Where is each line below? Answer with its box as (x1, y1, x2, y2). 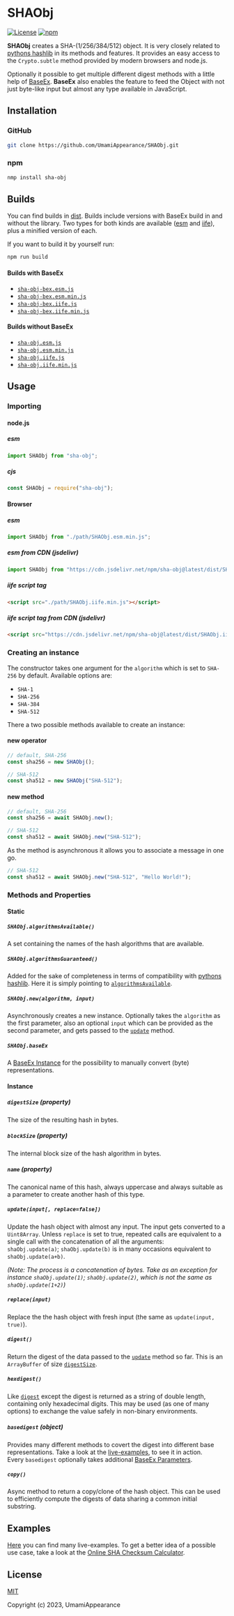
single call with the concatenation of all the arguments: (7, 1237, 164, 1245)
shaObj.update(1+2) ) (7, 1280, 66, 1289)
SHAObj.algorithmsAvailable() (7, 923, 95, 930)
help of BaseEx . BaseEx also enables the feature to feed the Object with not (7, 77, 225, 85)
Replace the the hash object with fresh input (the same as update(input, (7, 1312, 215, 1321)
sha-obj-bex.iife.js (17, 300, 77, 308)
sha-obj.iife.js (17, 354, 65, 361)
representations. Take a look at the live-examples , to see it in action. (7, 1448, 203, 1456)
